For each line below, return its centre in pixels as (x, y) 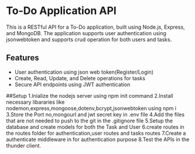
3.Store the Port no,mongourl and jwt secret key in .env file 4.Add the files (95, 114)
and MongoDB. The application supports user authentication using (86, 33)
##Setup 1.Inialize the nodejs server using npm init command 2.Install (90, 95)
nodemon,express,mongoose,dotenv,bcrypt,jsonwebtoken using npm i (91, 108)
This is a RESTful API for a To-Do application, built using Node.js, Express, (96, 27)
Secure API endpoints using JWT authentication (72, 84)
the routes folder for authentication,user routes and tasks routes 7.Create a (96, 133)
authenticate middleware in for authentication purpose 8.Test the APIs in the (98, 139)
